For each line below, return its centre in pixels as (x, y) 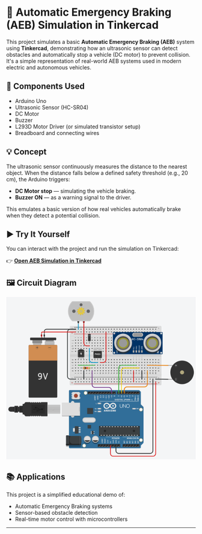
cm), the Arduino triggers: (38, 179)
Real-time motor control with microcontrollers (71, 519)
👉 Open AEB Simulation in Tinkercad (54, 261)
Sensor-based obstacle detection (56, 512)
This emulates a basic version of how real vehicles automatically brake (94, 209)
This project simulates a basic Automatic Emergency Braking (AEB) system (100, 42)
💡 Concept (26, 152)
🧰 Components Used (46, 86)
